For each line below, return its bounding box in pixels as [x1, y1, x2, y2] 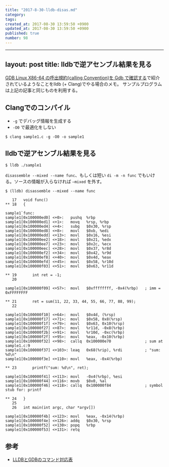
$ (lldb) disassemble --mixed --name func [5, 189, 96, 194]
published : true [5, 31, 39, 36]
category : [5, 12, 26, 17]
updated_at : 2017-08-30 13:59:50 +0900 [5, 26, 89, 31]
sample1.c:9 [5, 343, 30, 348]
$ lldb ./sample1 [5, 163, 42, 168]
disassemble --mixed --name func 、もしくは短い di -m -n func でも [5, 172, 147, 178]
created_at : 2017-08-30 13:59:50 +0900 [5, 21, 89, 27]
